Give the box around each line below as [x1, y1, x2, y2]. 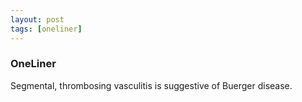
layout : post [10, 14, 65, 25]
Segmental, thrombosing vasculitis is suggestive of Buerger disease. [10, 79, 293, 91]
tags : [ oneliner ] [10, 24, 83, 34]
